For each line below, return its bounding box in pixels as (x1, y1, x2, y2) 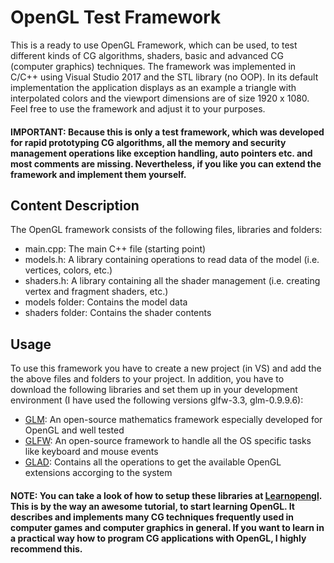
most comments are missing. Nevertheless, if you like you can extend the (10, 157, 322, 170)
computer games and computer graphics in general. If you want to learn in (10, 521, 325, 533)
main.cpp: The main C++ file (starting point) (24, 243, 207, 255)
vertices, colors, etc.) (24, 264, 113, 276)
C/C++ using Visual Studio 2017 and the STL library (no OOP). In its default (10, 71, 319, 83)
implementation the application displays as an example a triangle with (10, 81, 297, 93)
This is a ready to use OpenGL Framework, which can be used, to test (10, 39, 298, 51)
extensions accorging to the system (24, 467, 173, 479)
